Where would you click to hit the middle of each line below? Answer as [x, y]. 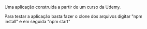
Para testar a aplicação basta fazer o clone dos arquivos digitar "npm [73, 16]
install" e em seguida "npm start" [37, 22]
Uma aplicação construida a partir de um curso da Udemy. [63, 7]
